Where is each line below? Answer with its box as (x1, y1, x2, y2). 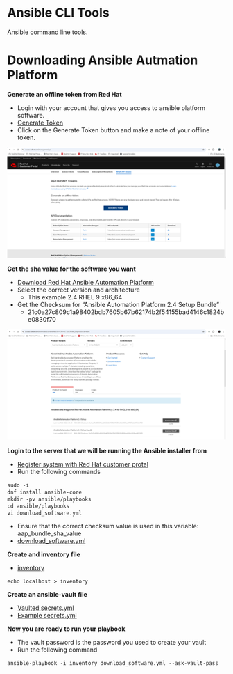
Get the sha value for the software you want (7, 265, 137, 273)
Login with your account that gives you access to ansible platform (17, 103, 206, 112)
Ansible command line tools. (7, 28, 88, 36)
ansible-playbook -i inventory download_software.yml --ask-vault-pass (7, 659, 218, 666)
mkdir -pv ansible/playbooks (7, 496, 92, 503)
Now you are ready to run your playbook (7, 625, 126, 633)
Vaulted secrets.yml (17, 604, 74, 612)
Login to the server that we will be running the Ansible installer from (7, 446, 207, 455)
